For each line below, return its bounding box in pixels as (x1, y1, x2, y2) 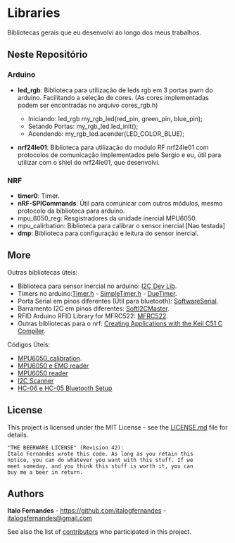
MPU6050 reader (17, 368, 68, 377)
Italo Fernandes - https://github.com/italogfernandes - (7, 506, 167, 515)
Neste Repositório (7, 49, 88, 61)
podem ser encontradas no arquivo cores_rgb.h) (17, 101, 158, 109)
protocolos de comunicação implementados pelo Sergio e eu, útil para (17, 150, 222, 159)
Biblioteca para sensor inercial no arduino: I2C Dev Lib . (17, 282, 177, 290)
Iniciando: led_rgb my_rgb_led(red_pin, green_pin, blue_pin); (27, 114, 203, 123)
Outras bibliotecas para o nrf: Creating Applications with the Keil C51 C (17, 319, 223, 327)
